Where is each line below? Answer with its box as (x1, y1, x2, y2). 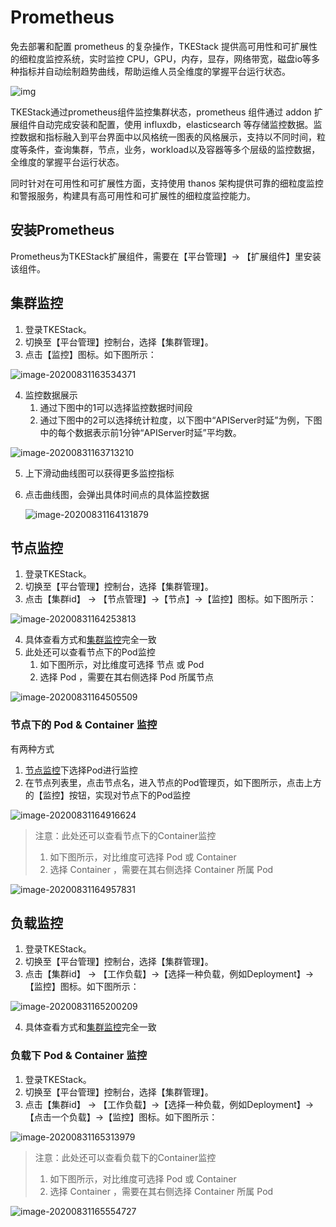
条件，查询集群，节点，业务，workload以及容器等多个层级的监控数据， (27, 143, 321, 155)
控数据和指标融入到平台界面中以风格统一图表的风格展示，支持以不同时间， (10, 131, 317, 143)
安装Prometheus (10, 222, 115, 239)
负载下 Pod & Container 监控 (10, 1049, 148, 1063)
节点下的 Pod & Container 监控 (10, 718, 158, 732)
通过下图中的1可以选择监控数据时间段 (39, 401, 193, 413)
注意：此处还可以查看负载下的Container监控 (34, 1151, 217, 1163)
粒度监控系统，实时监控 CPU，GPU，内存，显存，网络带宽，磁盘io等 (27, 52, 312, 65)
